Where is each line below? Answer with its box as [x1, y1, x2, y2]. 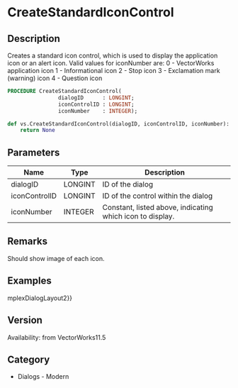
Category [7, 353, 50, 365]
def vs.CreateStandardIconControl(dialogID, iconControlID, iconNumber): [7, 120, 230, 128]
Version [7, 314, 42, 326]
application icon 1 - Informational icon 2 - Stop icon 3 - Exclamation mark [7, 67, 221, 74]
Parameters [7, 146, 60, 158]
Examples [7, 275, 52, 287]
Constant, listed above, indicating [102, 203, 214, 213]
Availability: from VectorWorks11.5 [7, 333, 106, 341]
